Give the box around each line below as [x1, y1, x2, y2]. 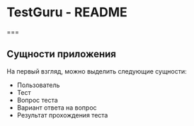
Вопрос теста [16, 96, 58, 104]
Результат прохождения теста [16, 110, 108, 119]
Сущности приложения [6, 48, 116, 60]
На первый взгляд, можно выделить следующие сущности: [6, 67, 187, 75]
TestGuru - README [6, 4, 128, 21]
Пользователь [16, 81, 60, 89]
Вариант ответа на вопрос [16, 103, 97, 112]
